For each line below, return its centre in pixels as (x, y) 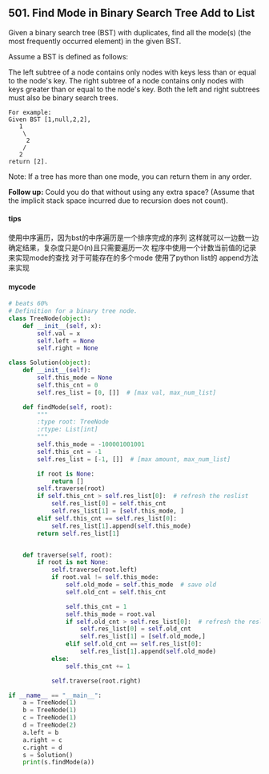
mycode (22, 286)
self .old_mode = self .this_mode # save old (141, 585)
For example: (30, 112)
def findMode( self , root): (68, 407)
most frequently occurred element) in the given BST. (95, 41)
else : (60, 659)
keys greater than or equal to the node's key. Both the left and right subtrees (134, 89)
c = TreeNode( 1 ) (50, 718)
